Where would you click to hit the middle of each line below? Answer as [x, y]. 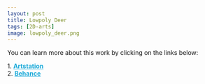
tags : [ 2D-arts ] [31, 26]
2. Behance [24, 74]
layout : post [26, 14]
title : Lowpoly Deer [37, 20]
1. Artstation [26, 66]
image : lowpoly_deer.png [43, 33]
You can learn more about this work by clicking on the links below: [103, 53]
